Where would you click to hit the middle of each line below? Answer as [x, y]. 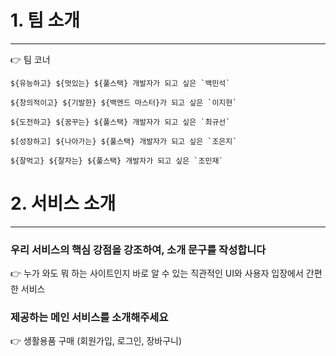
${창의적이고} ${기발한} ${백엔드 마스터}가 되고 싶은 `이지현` [124, 102]
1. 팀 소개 [45, 20]
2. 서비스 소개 [63, 203]
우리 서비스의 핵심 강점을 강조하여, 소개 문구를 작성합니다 [138, 249]
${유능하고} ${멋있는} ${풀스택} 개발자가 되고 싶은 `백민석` [120, 83]
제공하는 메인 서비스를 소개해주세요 [89, 318]
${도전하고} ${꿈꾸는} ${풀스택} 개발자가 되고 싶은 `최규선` [120, 122]
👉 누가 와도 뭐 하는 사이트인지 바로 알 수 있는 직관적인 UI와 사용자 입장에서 [157, 273]
